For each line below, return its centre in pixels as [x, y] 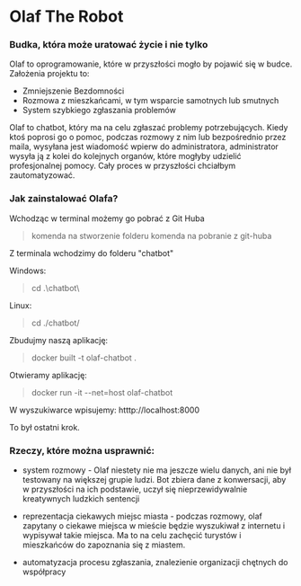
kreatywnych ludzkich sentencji [81, 499]
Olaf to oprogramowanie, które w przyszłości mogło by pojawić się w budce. [151, 64]
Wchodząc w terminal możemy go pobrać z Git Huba [107, 218]
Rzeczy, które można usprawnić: [82, 450]
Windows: [28, 271]
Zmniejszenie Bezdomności [73, 91]
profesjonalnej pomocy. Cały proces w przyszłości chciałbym [123, 166]
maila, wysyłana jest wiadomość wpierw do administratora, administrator [144, 146]
